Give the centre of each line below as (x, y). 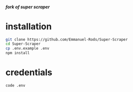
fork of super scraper (28, 7)
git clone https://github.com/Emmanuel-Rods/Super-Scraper (67, 39)
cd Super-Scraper (23, 44)
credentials (29, 73)
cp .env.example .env (28, 49)
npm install (18, 53)
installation (29, 26)
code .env (16, 85)
